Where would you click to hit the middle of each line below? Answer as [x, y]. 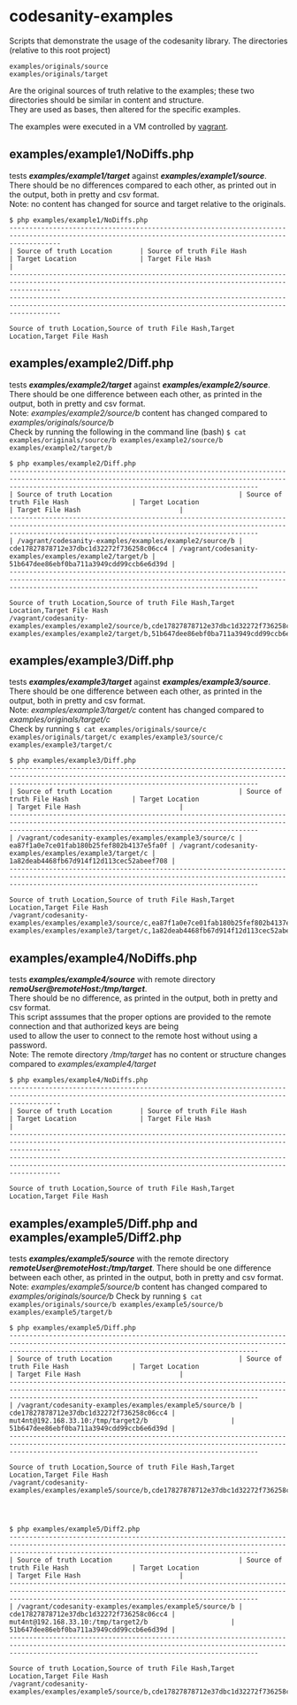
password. [28, 1045]
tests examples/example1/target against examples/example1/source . [138, 175]
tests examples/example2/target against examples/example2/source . [140, 384]
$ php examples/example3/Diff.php [73, 761]
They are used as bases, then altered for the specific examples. [125, 109]
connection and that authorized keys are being [94, 1026]
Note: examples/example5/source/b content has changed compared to [138, 1286]
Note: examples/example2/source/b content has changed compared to [138, 412]
